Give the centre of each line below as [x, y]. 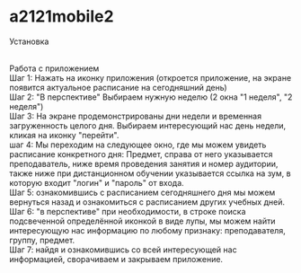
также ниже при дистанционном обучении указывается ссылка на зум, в [150, 173]
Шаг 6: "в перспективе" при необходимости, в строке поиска [128, 211]
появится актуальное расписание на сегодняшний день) [118, 87]
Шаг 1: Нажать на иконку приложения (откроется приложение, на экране [150, 77]
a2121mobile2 [62, 17]
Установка [29, 41]
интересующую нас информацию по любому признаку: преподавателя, [147, 230]
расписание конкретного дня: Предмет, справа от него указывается [141, 154]
